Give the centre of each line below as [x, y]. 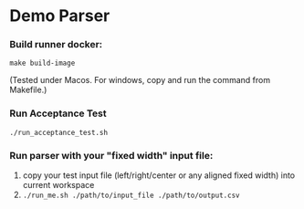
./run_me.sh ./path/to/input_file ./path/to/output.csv [131, 196]
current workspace [58, 185]
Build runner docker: [56, 45]
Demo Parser [60, 16]
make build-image [42, 63]
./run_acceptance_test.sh [58, 132]
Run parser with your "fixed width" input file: [111, 155]
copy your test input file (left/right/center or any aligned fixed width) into [159, 175]
